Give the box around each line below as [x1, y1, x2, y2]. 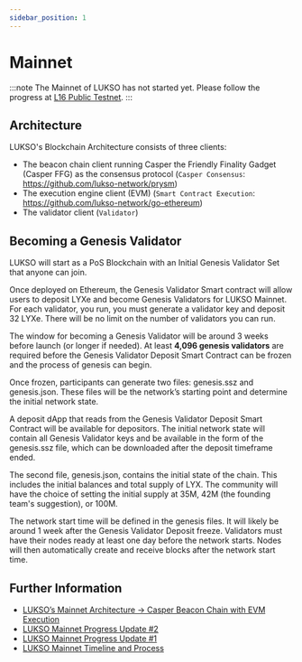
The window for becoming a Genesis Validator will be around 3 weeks [9, 331, 269, 341]
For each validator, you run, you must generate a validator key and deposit [9, 303, 286, 314]
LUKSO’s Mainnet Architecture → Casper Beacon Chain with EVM [22, 604, 266, 615]
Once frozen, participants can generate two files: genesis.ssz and [9, 377, 254, 388]
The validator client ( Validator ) [22, 207, 139, 218]
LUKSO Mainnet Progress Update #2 [22, 624, 160, 634]
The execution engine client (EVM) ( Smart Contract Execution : [22, 188, 255, 199]
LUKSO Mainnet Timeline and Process [22, 643, 165, 653]
